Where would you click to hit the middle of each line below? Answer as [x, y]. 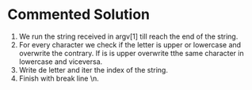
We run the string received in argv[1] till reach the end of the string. [128, 36]
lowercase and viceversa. [61, 62]
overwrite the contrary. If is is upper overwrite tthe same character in [131, 53]
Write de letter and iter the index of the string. [93, 69]
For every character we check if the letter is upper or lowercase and [130, 44]
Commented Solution [79, 15]
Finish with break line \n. [59, 78]
